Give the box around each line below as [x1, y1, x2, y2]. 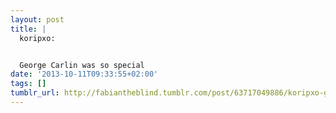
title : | [10, 24, 47, 34]
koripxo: [19, 33, 56, 43]
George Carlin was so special [19, 60, 145, 70]
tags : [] [10, 79, 47, 89]
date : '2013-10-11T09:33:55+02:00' [10, 69, 159, 80]
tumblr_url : [10, 88, 60, 98]
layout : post [10, 14, 65, 25]
